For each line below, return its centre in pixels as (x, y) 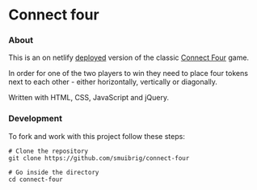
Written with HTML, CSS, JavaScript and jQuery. (89, 98)
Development (36, 119)
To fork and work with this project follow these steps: (97, 136)
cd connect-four (36, 179)
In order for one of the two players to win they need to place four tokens (128, 74)
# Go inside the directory (54, 172)
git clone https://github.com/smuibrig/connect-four (99, 158)
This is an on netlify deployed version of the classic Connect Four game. (128, 57)
